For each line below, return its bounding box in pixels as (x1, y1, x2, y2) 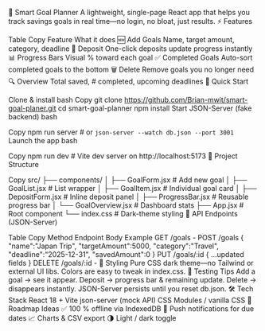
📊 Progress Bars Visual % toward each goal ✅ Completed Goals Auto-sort (8, 53, 253, 62)
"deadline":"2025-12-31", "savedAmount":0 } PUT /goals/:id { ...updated (8, 250, 244, 259)
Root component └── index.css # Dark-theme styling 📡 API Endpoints (8, 209, 239, 218)
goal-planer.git (8, 103, 57, 113)
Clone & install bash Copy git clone (8, 95, 123, 104)
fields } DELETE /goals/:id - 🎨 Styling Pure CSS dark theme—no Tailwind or (8, 259, 254, 267)
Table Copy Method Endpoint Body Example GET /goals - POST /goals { (8, 233, 244, 242)
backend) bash (8, 112, 58, 121)
